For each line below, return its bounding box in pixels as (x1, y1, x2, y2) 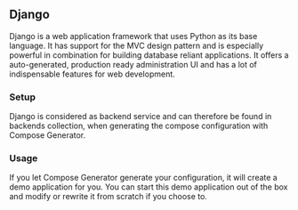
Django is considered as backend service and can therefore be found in (9, 111, 272, 122)
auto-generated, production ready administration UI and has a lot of (9, 59, 258, 69)
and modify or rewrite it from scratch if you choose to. (9, 191, 207, 202)
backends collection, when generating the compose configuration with (9, 120, 269, 132)
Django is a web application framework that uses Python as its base (9, 30, 258, 41)
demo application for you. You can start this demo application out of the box (9, 182, 288, 192)
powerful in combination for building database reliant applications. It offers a (9, 49, 289, 61)
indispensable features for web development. (9, 69, 175, 79)
